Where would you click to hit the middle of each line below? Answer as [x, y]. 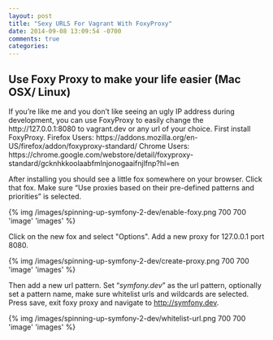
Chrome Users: [165, 146]
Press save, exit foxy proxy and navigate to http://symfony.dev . [114, 303]
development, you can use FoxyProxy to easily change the [106, 120]
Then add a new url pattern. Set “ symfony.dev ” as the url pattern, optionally [135, 285]
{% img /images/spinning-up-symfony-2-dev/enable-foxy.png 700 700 [127, 211]
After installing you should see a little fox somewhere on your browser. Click [135, 179]
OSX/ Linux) [40, 92]
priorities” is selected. [45, 196]
